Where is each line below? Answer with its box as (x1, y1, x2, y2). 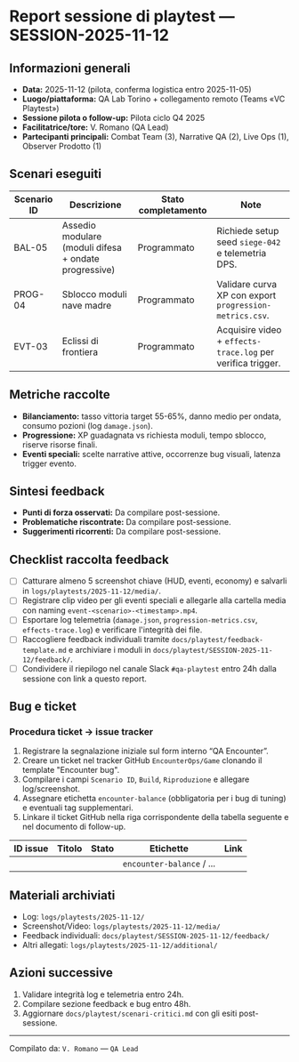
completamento (138, 204, 207, 216)
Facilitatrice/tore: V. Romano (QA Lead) (21, 122, 169, 133)
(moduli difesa (61, 241, 122, 253)
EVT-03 (13, 340, 48, 352)
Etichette (149, 842, 190, 855)
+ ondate (61, 252, 100, 264)
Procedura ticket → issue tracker (9, 725, 154, 737)
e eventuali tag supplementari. (21, 802, 133, 813)
